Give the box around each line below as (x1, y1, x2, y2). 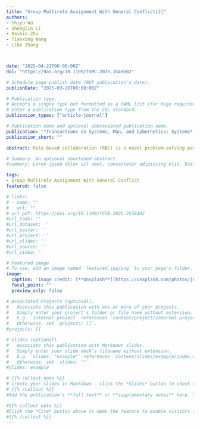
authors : (6, 14, 28, 20)
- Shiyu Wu (6, 20, 33, 26)
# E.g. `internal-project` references (6, 315, 108, 321)
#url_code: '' (6, 216, 42, 222)
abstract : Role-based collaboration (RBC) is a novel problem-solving (6, 145, 185, 151)
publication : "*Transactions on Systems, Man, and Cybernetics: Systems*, (6, 129, 196, 135)
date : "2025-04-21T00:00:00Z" (6, 63, 82, 69)
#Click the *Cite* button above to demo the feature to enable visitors (6, 408, 190, 414)
